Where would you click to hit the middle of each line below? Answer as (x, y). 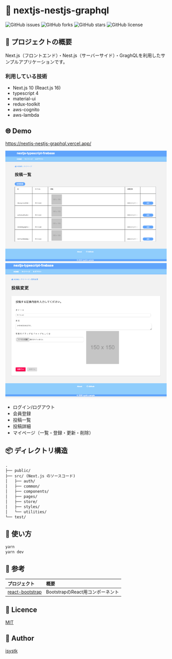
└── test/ (16, 517)
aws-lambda (26, 115)
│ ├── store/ (21, 502)
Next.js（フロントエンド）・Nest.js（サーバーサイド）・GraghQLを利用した (83, 55)
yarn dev (15, 552)
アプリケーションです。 (43, 61)
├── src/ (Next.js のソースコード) (40, 476)
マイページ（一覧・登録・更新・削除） (53, 433)
